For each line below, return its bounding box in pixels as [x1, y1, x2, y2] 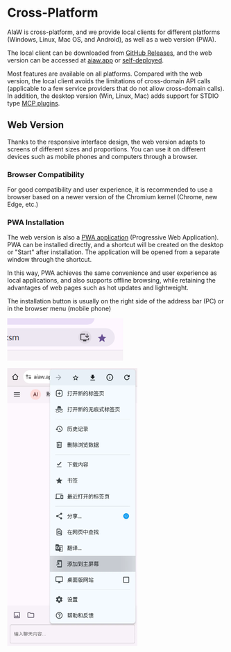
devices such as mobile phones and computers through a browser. [7, 152, 198, 160]
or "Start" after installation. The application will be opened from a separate [7, 248, 220, 256]
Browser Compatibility [7, 169, 85, 179]
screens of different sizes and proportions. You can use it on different [7, 144, 206, 153]
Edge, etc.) [7, 200, 39, 209]
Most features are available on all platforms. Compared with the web [7, 69, 203, 78]
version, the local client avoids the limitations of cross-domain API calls [7, 76, 211, 85]
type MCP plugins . [7, 99, 60, 107]
